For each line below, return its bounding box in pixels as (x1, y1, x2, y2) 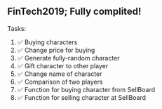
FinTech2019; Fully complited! (7, 6, 142, 18)
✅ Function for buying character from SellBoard (17, 85, 156, 94)
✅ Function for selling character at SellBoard (17, 93, 146, 101)
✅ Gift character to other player (17, 61, 109, 70)
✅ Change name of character (17, 70, 103, 78)
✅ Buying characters (17, 38, 78, 46)
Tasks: (7, 24, 27, 32)
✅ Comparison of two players (17, 77, 103, 86)
